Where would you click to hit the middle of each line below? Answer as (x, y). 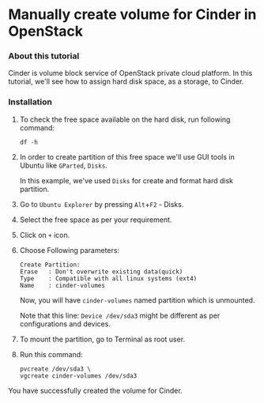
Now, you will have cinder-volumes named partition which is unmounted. (137, 300)
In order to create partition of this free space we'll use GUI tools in (127, 156)
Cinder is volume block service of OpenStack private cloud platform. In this (130, 73)
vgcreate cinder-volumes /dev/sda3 (78, 376)
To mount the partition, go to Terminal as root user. (102, 339)
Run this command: (51, 354)
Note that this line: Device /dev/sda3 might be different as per (120, 315)
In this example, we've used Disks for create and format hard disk (126, 180)
